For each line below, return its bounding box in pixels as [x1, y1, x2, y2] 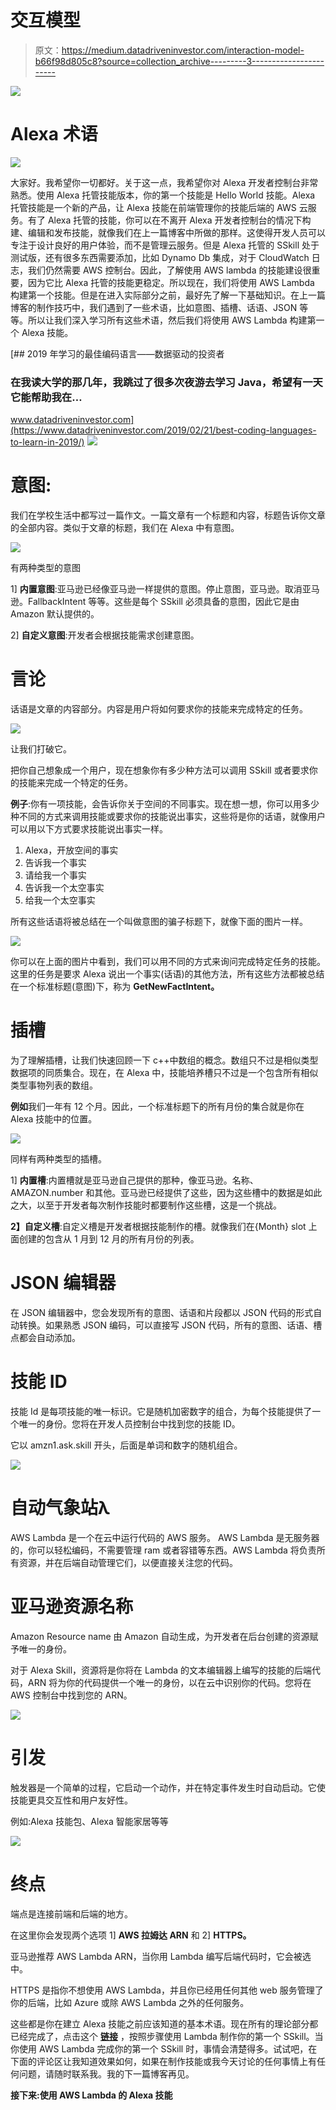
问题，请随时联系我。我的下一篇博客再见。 [18, 2067, 195, 2080]
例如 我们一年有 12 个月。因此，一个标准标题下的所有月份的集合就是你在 [10, 1100, 305, 1112]
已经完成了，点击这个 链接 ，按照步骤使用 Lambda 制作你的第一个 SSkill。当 [10, 2030, 324, 2042]
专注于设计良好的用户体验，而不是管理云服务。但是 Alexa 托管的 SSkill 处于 [10, 239, 320, 251]
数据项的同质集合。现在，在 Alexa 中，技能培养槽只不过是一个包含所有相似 [10, 1066, 319, 1078]
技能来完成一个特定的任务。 [18, 777, 133, 789]
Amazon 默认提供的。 [10, 608, 100, 620]
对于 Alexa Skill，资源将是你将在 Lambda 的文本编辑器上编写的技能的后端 [10, 1664, 313, 1676]
